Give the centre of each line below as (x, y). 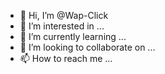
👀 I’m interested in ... (62, 26)
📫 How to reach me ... (66, 58)
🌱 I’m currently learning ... (73, 36)
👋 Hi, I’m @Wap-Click (64, 15)
